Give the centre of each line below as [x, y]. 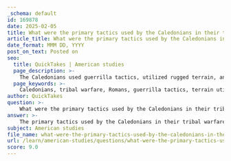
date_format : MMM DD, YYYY [46, 45]
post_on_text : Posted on [43, 52]
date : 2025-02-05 [32, 26]
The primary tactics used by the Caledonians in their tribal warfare [123, 122]
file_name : [23, 134]
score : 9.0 [23, 147]
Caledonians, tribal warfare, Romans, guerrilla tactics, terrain [117, 90]
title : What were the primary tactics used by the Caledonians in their [113, 33]
